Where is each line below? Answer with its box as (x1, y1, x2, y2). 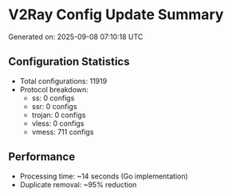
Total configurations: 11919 (19, 76, 108, 85)
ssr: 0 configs (31, 101, 77, 111)
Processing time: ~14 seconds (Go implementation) (19, 171, 189, 181)
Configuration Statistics (8, 55, 130, 69)
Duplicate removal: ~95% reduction (19, 179, 137, 189)
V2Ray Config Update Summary (8, 6, 224, 24)
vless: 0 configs (31, 118, 85, 128)
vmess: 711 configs (31, 127, 94, 136)
